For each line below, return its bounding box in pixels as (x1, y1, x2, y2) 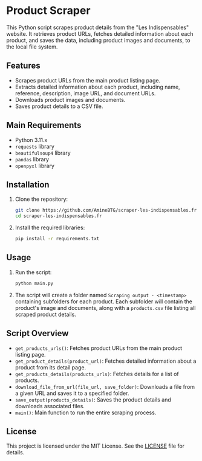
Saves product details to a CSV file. (15, 103, 103, 110)
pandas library (15, 155, 50, 163)
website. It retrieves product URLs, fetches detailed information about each (6, 30, 194, 37)
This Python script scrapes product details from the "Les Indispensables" (6, 24, 189, 31)
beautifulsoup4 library (15, 149, 71, 156)
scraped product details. (15, 311, 77, 318)
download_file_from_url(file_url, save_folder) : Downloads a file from (15, 383, 195, 390)
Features (6, 61, 41, 71)
